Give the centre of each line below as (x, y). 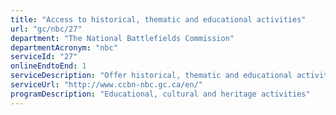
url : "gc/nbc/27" (46, 29)
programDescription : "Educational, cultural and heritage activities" (160, 94)
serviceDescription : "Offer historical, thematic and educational (151, 76)
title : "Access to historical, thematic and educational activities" (158, 19)
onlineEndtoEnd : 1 (48, 66)
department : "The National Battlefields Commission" (122, 38)
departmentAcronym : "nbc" (64, 47)
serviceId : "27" (44, 57)
